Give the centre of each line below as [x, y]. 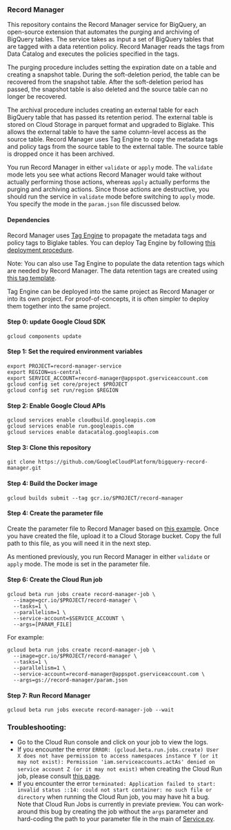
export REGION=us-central [44, 372]
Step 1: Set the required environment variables [75, 352]
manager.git [24, 468]
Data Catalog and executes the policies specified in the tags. [93, 54]
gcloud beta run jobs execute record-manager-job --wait [91, 710]
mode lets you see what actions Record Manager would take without [104, 175]
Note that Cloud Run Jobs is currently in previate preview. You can [111, 804]
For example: [26, 637]
